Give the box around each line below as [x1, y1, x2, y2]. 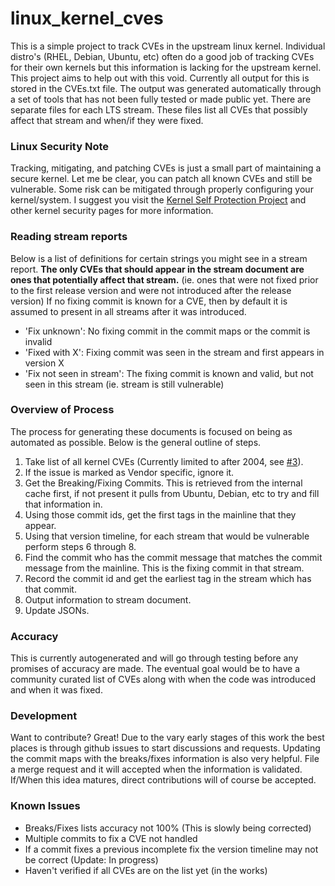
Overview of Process [10, 403, 115, 417]
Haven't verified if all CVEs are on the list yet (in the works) [24, 864, 268, 876]
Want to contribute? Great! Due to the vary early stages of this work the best [10, 732, 325, 744]
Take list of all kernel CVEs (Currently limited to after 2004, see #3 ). [24, 455, 304, 467]
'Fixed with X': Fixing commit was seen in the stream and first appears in [24, 346, 325, 358]
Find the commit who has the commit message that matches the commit [24, 551, 323, 563]
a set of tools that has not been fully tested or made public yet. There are [10, 93, 312, 105]
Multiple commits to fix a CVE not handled [24, 832, 198, 844]
